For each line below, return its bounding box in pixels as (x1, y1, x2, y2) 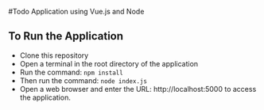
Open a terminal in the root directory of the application (19, 59, 199, 68)
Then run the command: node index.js (19, 75, 147, 85)
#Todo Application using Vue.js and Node (8, 7, 145, 16)
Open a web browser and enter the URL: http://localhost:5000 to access (19, 84, 257, 93)
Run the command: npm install (19, 67, 123, 77)
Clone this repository (19, 51, 89, 60)
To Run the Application (8, 29, 124, 43)
